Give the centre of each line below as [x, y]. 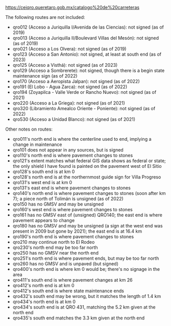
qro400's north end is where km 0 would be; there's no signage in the [86, 269]
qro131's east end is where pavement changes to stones [72, 188]
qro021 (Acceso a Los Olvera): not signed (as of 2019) [69, 49]
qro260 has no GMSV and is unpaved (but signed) [66, 264]
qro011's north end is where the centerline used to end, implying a [82, 139]
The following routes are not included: [45, 17]
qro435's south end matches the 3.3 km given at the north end [79, 318]
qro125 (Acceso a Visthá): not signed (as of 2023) [65, 65]
